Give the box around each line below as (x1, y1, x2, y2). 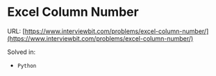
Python (17, 62, 37, 69)
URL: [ (7, 27, 26, 35)
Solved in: (7, 48, 36, 56)
